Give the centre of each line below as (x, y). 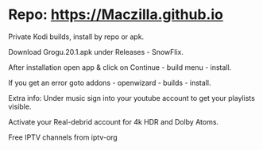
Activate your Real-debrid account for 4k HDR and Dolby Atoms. (114, 121)
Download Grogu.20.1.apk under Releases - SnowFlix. (96, 52)
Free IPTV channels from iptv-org (63, 137)
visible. (20, 106)
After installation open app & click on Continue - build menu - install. (120, 67)
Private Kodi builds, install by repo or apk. (76, 37)
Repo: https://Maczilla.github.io (116, 15)
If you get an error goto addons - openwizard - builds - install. (110, 83)
